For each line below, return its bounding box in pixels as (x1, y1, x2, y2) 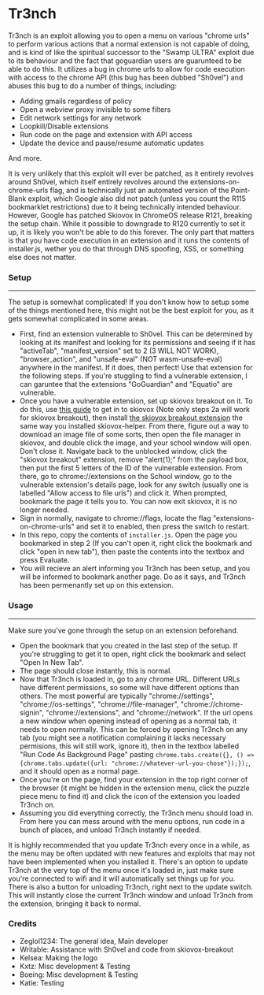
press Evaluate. (19, 555, 70, 565)
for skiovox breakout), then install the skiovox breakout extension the (19, 413, 244, 422)
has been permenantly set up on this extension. (19, 581, 174, 590)
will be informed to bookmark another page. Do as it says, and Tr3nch (19, 572, 246, 581)
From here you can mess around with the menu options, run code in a (19, 816, 245, 826)
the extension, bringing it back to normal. (8, 899, 141, 908)
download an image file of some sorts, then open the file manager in (19, 430, 241, 440)
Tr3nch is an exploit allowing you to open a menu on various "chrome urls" (8, 31, 250, 40)
